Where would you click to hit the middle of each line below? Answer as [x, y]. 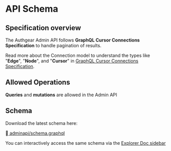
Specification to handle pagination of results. [53, 46]
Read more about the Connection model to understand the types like [78, 55]
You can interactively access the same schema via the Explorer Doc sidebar [85, 143]
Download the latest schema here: [42, 123]
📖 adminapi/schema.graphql [35, 133]
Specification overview [43, 28]
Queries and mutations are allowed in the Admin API [61, 95]
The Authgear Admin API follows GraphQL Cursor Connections [73, 40]
